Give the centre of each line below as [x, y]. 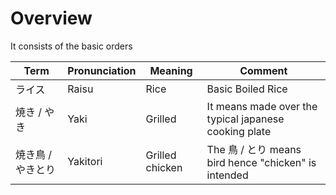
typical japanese [245, 119]
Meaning [171, 70]
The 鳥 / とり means [254, 149]
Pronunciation [102, 70]
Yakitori [85, 161]
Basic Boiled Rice [247, 89]
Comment [263, 70]
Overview [51, 18]
